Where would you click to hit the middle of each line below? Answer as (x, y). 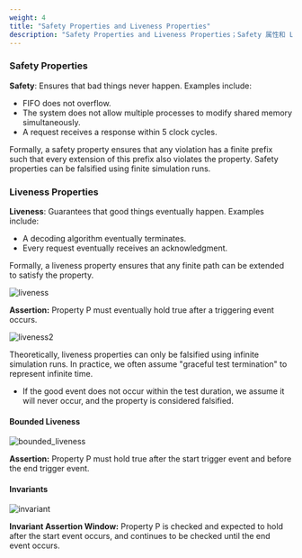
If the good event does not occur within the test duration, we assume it (153, 391)
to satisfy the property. (52, 275)
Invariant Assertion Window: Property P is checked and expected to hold (146, 526)
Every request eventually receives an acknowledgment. (125, 248)
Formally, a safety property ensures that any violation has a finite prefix (141, 149)
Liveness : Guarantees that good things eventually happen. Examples (137, 211)
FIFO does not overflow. (67, 103)
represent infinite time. (51, 373)
